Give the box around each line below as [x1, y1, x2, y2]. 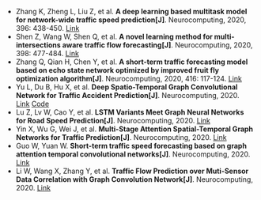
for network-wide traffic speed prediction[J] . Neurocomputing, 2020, [15, 15, 247, 25]
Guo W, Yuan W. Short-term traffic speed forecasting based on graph [15, 142, 248, 150]
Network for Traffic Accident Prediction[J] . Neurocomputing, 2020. [15, 91, 240, 100]
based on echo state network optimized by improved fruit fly [15, 66, 220, 74]
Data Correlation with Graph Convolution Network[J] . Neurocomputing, [15, 175, 253, 184]
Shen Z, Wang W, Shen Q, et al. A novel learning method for [15, 32, 214, 41]
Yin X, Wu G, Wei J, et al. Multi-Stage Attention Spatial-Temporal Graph [15, 124, 254, 134]
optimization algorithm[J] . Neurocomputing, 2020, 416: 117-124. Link [15, 74, 243, 83]
